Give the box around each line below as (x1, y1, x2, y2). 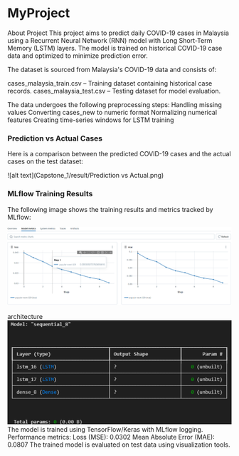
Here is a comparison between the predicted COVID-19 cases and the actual (7, 150, 231, 158)
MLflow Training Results (7, 189, 93, 199)
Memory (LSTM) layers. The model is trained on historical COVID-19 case (7, 44, 223, 52)
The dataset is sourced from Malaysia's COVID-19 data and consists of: (7, 65, 217, 74)
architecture (7, 312, 43, 320)
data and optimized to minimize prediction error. (7, 51, 148, 60)
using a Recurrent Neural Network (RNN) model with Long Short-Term (7, 36, 213, 44)
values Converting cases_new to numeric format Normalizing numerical (7, 108, 218, 116)
